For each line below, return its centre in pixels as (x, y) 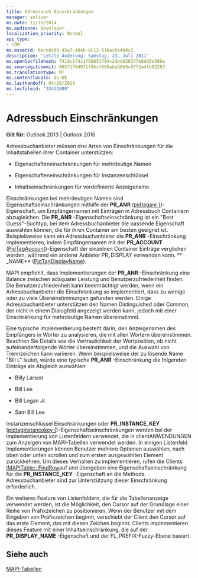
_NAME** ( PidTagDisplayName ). (46, 261)
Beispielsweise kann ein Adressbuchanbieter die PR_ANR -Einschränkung (96, 236)
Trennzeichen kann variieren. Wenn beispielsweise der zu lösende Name (95, 353)
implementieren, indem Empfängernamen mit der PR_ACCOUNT (84, 242)
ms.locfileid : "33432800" (38, 89)
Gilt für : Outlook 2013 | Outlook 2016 (51, 135)
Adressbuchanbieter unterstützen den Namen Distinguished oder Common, (98, 304)
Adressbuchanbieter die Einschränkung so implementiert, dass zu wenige (96, 292)
